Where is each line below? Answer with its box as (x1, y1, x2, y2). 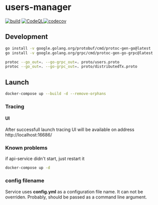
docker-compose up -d (5, 165, 50, 170)
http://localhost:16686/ (5, 132, 52, 138)
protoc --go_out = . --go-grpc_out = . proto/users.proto (5, 59, 120, 64)
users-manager (5, 1, 71, 13)
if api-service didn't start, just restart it (5, 155, 85, 161)
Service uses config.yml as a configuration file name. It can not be (5, 188, 143, 194)
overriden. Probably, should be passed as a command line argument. (5, 194, 147, 200)
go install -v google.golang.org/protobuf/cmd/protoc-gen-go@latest (5, 45, 151, 51)
